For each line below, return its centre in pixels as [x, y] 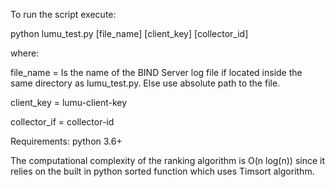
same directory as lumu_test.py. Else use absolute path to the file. [145, 83]
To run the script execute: [63, 14]
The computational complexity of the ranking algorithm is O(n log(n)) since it [168, 160]
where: [25, 53]
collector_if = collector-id [62, 122]
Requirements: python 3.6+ [66, 141]
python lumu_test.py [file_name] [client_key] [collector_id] [129, 33]
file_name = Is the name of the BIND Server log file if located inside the [156, 72]
